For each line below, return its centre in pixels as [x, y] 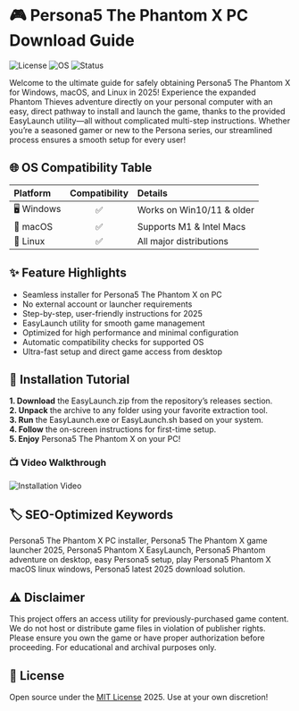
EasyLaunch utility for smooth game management [113, 323]
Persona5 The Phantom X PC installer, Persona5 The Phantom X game [138, 541]
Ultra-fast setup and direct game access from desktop [122, 351]
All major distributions [183, 241]
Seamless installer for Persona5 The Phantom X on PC [122, 294]
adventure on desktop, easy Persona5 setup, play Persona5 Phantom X [140, 560]
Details [152, 193]
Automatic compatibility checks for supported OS [113, 342]
